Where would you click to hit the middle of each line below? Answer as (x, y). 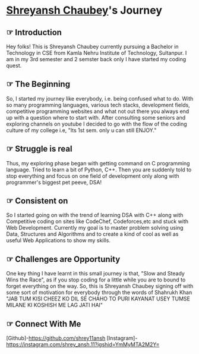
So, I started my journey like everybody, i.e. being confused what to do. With (100, 98)
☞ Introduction (34, 32)
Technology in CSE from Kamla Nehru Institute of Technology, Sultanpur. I (97, 53)
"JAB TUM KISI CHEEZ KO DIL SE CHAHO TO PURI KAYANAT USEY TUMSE (98, 299)
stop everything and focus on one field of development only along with (93, 176)
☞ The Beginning (38, 84)
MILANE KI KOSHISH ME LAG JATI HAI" (54, 305)
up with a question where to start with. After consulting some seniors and (96, 117)
